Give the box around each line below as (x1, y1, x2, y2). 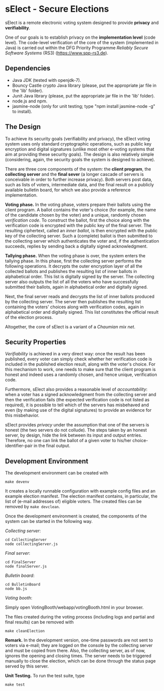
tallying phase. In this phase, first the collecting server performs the (5, 258, 142, 264)
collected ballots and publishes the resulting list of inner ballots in (5, 268, 137, 274)
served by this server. (5, 663, 49, 669)
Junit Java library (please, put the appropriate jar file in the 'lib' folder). (12, 93, 155, 99)
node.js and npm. (12, 98, 47, 104)
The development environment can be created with (5, 470, 109, 476)
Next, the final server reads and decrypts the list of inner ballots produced (5, 293, 155, 299)
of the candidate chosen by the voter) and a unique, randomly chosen (5, 212, 146, 218)
